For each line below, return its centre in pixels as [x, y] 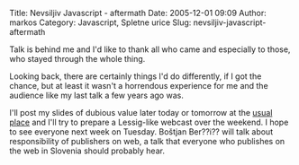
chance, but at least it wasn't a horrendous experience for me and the [139, 86]
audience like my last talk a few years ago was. [97, 95]
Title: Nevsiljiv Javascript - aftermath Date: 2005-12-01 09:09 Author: [138, 13]
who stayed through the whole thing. [77, 59]
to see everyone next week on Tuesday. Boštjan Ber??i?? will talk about [141, 132]
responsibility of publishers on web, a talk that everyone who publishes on [147, 141]
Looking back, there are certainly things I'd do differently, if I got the [136, 76]
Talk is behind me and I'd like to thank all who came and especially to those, [150, 49]
